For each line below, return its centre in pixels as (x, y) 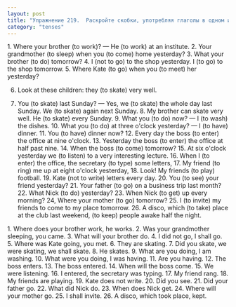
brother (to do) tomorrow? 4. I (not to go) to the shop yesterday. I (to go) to (115, 62)
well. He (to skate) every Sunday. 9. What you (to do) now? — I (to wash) (123, 118)
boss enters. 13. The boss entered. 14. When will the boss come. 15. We (111, 266)
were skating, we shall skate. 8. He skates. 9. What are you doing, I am (109, 251)
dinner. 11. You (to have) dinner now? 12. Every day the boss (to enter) (118, 133)
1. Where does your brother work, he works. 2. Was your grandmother (109, 229)
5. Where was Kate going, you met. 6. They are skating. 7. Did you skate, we (117, 244)
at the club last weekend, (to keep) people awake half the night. (109, 215)
